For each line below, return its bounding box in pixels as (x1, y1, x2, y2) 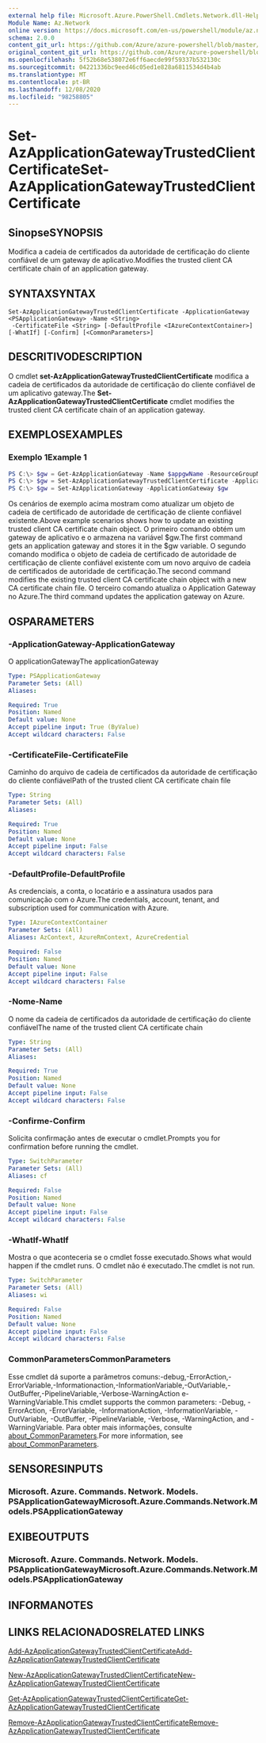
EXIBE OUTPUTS (8, 1530, 89, 1544)
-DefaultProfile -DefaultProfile (8, 868, 125, 879)
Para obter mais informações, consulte (66, 1422, 192, 1432)
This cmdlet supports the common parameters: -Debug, (63, 1397, 246, 1406)
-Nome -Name (8, 996, 63, 1007)
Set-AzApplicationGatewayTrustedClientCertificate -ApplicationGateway (8, 308, 249, 316)
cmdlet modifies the (169, 396, 235, 406)
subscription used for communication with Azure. (8, 903, 169, 913)
